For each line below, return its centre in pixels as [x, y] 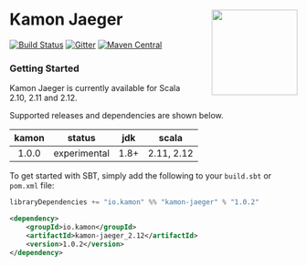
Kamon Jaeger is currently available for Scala [95, 88]
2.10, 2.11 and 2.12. [43, 98]
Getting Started [44, 68]
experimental [81, 153]
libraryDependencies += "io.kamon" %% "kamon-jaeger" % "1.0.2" [134, 202]
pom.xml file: [32, 186]
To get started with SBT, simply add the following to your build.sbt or [141, 176]
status [81, 138]
